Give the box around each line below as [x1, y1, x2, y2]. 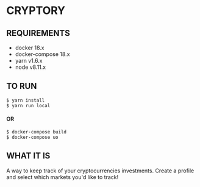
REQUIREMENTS [6, 28, 70, 38]
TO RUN [6, 81, 37, 91]
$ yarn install [6, 97, 45, 104]
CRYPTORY [6, 4, 66, 18]
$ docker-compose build [6, 129, 67, 135]
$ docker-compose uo [6, 135, 59, 141]
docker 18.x [15, 44, 45, 51]
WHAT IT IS [6, 150, 51, 161]
